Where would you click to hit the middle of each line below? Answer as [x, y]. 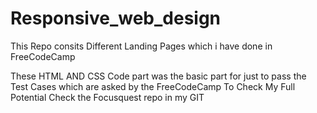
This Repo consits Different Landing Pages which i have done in [141, 46]
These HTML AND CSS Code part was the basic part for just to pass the [158, 76]
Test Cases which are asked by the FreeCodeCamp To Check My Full [153, 86]
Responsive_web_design [116, 18]
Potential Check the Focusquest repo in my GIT [107, 97]
